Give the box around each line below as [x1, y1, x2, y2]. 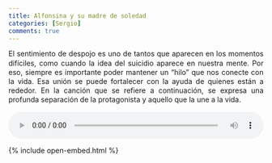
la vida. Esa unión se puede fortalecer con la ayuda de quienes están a [8, 76, 264, 86]
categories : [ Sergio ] [8, 19, 82, 27]
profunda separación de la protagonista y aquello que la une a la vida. [8, 94, 241, 105]
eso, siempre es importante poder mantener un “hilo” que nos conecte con [8, 67, 264, 77]
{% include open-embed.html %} [8, 145, 119, 155]
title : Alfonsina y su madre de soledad [8, 11, 147, 20]
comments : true [8, 27, 60, 35]
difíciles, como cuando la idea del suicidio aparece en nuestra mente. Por [8, 58, 264, 68]
